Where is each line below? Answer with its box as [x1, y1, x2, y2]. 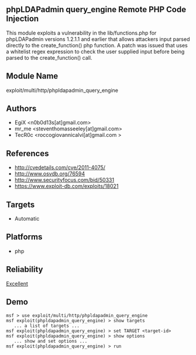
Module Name [6, 71, 59, 81]
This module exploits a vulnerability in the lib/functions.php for [6, 29, 157, 36]
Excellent [6, 280, 28, 287]
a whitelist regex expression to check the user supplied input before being [6, 48, 185, 55]
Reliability [6, 264, 43, 274]
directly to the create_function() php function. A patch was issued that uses [6, 42, 188, 49]
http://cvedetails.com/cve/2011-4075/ [14, 164, 106, 171]
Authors [6, 104, 37, 113]
